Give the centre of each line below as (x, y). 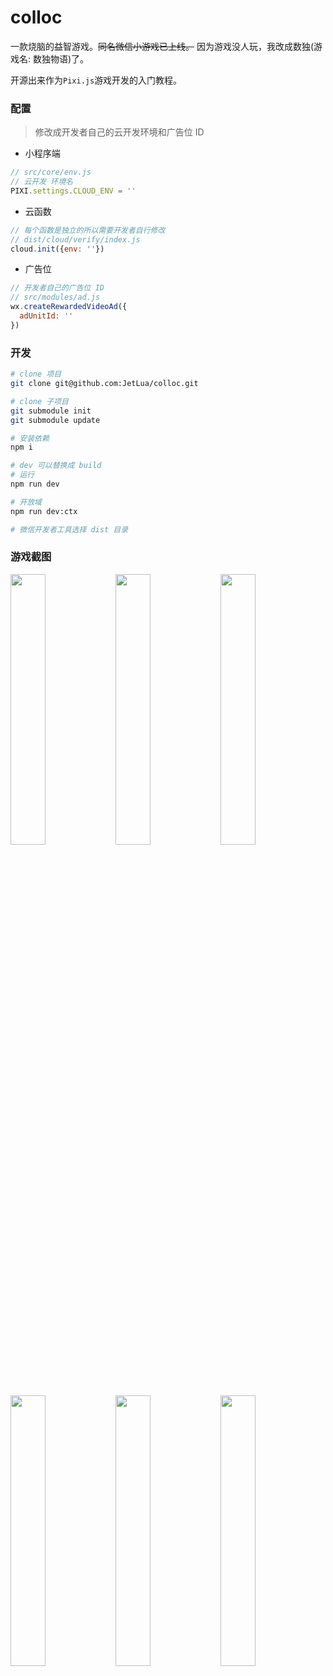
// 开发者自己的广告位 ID (57, 288)
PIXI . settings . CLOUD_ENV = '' (73, 191)
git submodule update (55, 420)
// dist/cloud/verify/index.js (75, 239)
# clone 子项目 (39, 401)
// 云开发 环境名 (41, 182)
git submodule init (51, 411)
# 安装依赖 (30, 438)
